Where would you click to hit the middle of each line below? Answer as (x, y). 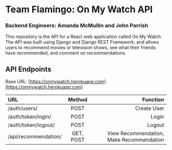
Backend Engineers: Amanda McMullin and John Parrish (77, 26)
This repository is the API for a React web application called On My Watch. (84, 36)
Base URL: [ (18, 82)
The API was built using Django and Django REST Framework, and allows (82, 42)
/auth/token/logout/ (31, 125)
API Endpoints (28, 69)
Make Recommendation (136, 140)
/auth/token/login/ (29, 117)
